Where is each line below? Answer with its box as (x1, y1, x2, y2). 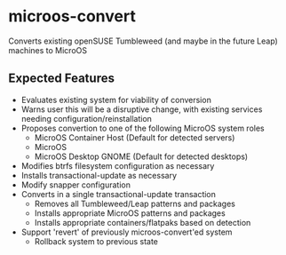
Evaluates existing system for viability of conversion (20, 94, 212, 105)
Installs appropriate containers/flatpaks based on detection (34, 217, 251, 227)
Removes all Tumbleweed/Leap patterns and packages (34, 198, 236, 209)
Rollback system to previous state (34, 235, 159, 246)
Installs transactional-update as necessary (20, 170, 178, 180)
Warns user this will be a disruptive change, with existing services (20, 104, 263, 115)
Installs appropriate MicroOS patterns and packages (34, 207, 226, 219)
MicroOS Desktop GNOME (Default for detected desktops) (34, 151, 249, 162)
